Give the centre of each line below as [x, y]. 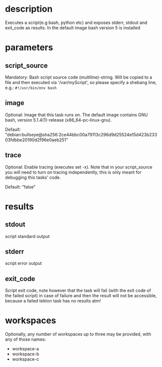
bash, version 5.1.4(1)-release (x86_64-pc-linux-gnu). [58, 120]
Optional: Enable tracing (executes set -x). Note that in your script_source [79, 167]
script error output [24, 263]
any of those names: [26, 339]
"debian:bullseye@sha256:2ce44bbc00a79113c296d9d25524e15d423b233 [81, 134]
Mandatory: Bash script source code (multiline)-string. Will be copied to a [79, 77]
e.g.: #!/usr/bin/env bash [31, 87]
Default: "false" [20, 187]
